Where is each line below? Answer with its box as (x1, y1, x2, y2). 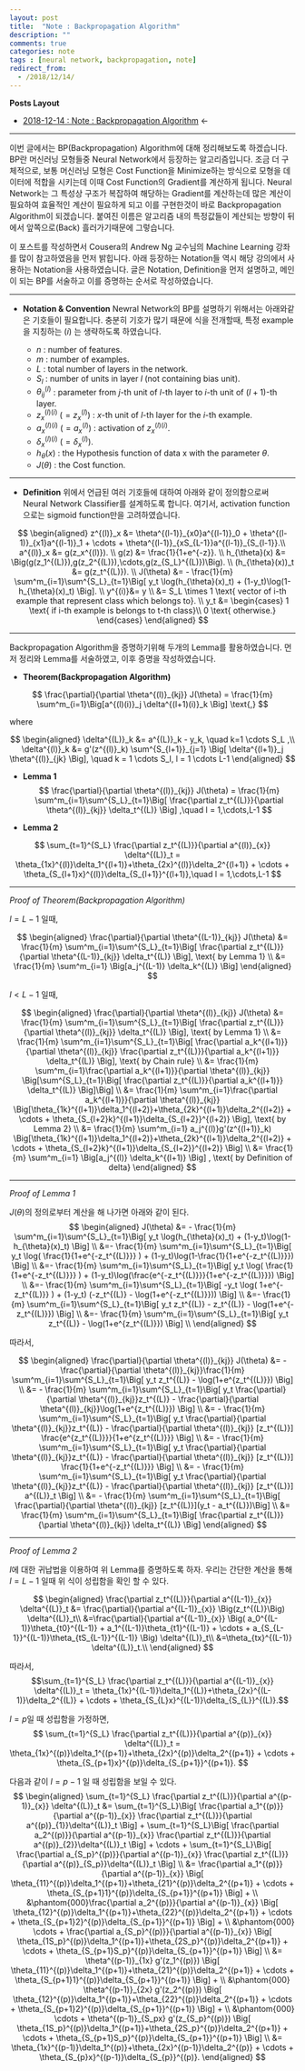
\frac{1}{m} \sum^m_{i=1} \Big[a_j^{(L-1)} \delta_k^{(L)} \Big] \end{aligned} (13, 961, 292, 972)
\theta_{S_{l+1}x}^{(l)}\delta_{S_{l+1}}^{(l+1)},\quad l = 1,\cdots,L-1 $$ (23, 869, 282, 880)
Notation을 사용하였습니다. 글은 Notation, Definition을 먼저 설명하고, (33, 264, 279, 275)
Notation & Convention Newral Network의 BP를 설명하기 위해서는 (22, 303, 263, 314)
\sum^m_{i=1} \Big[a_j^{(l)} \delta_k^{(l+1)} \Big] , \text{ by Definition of (28, 1152, 293, 1164)
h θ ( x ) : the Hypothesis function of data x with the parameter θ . (35, 447, 270, 461)
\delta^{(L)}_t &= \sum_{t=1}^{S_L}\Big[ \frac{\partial (51, 1801, 247, 1812)
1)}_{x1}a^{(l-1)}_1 (19, 537, 84, 548)
